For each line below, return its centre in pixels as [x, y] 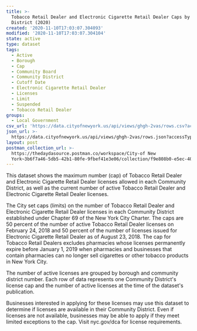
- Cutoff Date [28, 83]
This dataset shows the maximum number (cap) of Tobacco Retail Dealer [94, 175]
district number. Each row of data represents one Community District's [91, 279]
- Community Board [34, 72]
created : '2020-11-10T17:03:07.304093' [55, 28]
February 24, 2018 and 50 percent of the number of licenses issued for [92, 231]
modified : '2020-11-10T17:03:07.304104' [56, 33]
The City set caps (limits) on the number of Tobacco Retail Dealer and [90, 205]
